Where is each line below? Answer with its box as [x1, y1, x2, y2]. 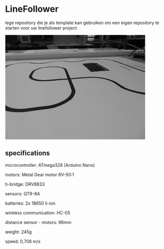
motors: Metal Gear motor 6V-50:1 [5, 171, 75, 178]
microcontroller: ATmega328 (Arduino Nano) [5, 162, 95, 168]
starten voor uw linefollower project [5, 25, 77, 31]
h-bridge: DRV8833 [5, 181, 45, 187]
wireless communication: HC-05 [5, 210, 70, 216]
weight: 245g [5, 229, 32, 235]
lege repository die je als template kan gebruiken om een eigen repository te [5, 20, 160, 26]
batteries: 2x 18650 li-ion [5, 200, 55, 206]
